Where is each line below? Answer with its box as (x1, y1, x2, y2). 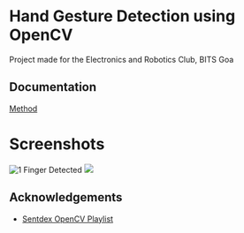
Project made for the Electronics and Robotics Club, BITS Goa (9, 54, 234, 64)
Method (9, 103, 38, 114)
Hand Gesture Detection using (9, 6, 236, 26)
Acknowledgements (9, 190, 123, 205)
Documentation (9, 79, 97, 94)
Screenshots (9, 134, 105, 154)
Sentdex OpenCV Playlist (21, 214, 113, 224)
